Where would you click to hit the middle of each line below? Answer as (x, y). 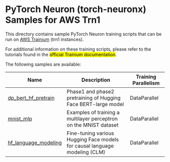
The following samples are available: (43, 64)
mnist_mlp (20, 119)
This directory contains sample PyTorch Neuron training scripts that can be (83, 34)
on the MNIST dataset (93, 125)
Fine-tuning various (90, 133)
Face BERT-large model (95, 104)
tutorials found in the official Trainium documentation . (61, 55)
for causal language (90, 146)
